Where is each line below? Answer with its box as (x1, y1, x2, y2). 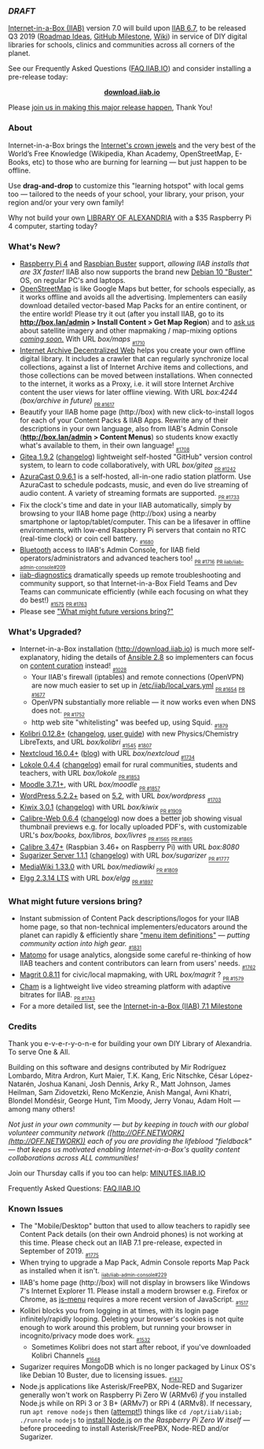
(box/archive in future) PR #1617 (19, 396, 115, 408)
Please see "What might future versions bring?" (19, 606, 174, 616)
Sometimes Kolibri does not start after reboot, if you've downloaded (31, 1342, 251, 1351)
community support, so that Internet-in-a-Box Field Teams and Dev (19, 578, 237, 588)
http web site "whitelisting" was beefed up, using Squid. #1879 (31, 717, 229, 730)
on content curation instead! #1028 (19, 661, 127, 673)
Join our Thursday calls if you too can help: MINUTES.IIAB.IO (8, 1168, 206, 1178)
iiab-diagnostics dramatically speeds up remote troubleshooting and (19, 570, 241, 579)
